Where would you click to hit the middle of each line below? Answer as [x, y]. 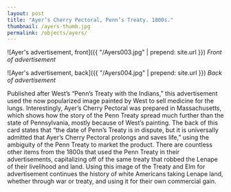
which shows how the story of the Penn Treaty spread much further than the [115, 116]
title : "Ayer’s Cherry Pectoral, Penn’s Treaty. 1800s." [90, 20]
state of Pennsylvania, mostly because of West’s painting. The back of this [113, 123]
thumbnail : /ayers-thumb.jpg [49, 26]
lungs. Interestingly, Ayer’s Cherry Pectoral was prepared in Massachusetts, [114, 108]
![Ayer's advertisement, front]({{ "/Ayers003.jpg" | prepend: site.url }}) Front [114, 52]
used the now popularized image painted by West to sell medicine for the [111, 101]
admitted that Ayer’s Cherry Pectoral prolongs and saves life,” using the [108, 138]
